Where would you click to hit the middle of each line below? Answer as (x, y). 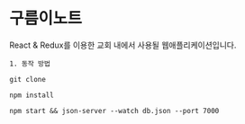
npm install (32, 95)
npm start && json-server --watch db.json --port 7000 (114, 111)
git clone (28, 79)
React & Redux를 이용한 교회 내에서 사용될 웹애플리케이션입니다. (123, 45)
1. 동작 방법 (30, 64)
